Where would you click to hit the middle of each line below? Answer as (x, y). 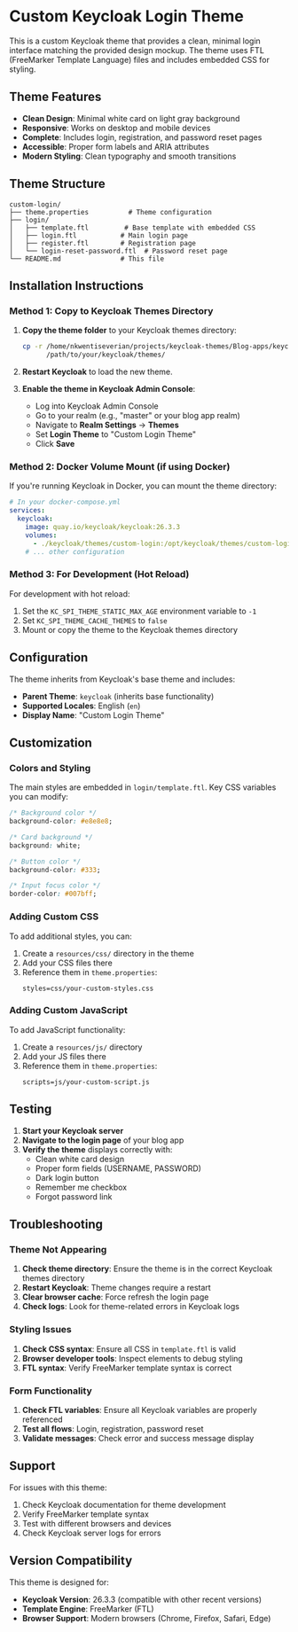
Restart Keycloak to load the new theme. (97, 371)
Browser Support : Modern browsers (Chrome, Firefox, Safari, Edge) (146, 1618)
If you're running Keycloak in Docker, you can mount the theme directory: (143, 486)
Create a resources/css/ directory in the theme (108, 953)
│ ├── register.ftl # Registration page (103, 243)
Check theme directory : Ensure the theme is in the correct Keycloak (147, 1269)
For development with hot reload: (70, 593)
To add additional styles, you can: (71, 936)
